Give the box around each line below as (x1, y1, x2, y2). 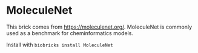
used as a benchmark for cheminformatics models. (6, 29, 133, 36)
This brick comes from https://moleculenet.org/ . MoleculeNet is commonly (6, 23, 193, 30)
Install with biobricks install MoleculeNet (6, 41, 113, 48)
